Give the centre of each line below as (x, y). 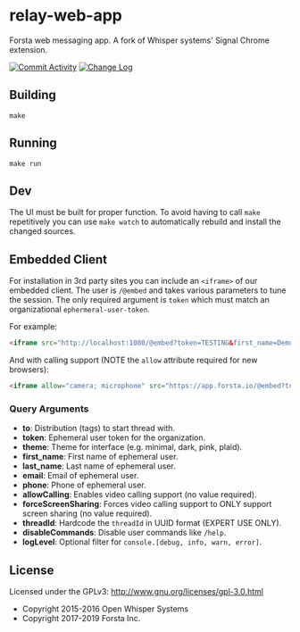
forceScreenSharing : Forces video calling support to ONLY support (147, 504)
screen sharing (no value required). (87, 513)
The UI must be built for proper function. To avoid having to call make (135, 212)
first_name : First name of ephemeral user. (100, 457)
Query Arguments (49, 409)
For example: (33, 327)
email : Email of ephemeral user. (80, 476)
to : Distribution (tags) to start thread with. (99, 428)
